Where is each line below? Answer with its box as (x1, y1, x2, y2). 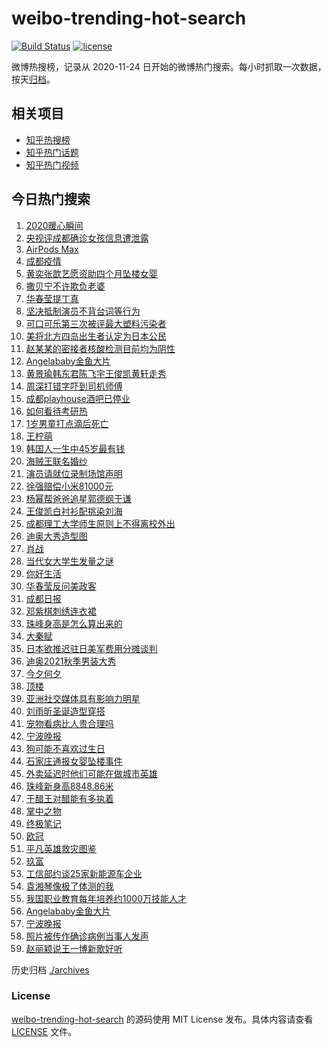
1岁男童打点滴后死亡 (25, 417, 109, 429)
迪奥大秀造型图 (25, 530, 88, 542)
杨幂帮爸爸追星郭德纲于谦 (25, 492, 132, 504)
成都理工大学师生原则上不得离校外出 (25, 517, 176, 529)
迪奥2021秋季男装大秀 (25, 655, 117, 667)
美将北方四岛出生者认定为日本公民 (25, 330, 167, 342)
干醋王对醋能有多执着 (25, 792, 114, 804)
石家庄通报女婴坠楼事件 (25, 755, 123, 767)
